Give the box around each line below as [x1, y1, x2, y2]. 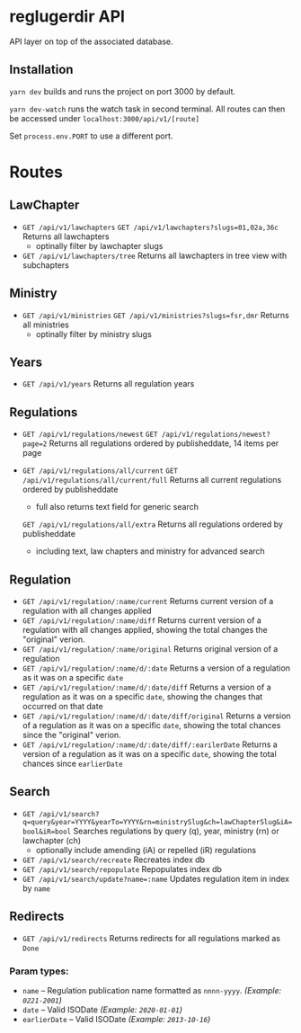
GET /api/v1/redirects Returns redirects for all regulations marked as [22, 932, 281, 943]
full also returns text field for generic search [35, 502, 199, 512]
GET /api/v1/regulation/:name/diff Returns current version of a [22, 615, 262, 626]
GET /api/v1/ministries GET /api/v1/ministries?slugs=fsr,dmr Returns [22, 309, 289, 320]
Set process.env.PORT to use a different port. [9, 130, 173, 141]
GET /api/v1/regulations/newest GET [22, 430, 158, 440]
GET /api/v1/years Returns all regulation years [22, 378, 195, 389]
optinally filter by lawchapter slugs [35, 240, 164, 251]
